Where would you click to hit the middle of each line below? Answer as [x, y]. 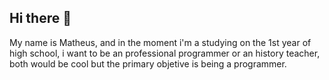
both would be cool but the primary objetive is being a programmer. [148, 63]
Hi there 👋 [40, 18]
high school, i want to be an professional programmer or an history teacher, [165, 53]
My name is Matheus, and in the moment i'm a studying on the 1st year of [160, 42]
